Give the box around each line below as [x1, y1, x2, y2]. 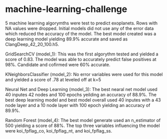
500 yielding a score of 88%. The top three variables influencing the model [5, 122, 160, 128]
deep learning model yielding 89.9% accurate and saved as [5, 36, 128, 42]
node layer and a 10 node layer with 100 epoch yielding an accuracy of [5, 102, 150, 108]
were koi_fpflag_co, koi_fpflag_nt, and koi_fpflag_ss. [5, 127, 112, 133]
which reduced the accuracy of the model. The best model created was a [5, 30, 156, 36]
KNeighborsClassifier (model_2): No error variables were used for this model [5, 71, 163, 77]
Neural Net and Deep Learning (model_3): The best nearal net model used [5, 86, 157, 92]
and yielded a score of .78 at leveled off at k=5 [5, 76, 101, 82]
